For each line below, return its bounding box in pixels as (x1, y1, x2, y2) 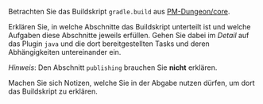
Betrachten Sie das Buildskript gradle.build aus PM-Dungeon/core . (8, 7, 230, 16)
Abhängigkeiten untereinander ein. (8, 48, 122, 56)
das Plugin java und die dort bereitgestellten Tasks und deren (8, 39, 211, 48)
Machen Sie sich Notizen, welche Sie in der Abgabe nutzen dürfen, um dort (8, 79, 256, 87)
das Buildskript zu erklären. (8, 87, 98, 96)
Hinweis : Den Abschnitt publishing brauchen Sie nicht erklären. (8, 63, 218, 72)
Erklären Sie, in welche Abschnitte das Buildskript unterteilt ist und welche (8, 22, 251, 31)
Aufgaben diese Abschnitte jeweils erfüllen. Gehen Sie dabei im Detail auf (8, 31, 249, 40)
